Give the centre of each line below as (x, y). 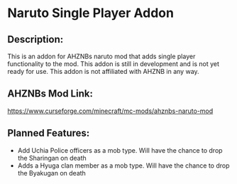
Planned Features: (49, 133)
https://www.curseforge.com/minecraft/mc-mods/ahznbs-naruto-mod (110, 111)
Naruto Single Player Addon (90, 13)
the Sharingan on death (52, 158)
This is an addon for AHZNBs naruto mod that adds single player (101, 56)
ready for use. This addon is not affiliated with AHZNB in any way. (104, 71)
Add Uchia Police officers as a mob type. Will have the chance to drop (120, 150)
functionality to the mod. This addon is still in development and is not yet (114, 64)
